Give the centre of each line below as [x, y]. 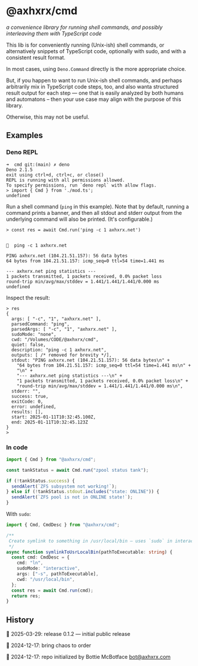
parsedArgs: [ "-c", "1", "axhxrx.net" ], [64, 329]
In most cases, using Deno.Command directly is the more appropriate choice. [96, 68]
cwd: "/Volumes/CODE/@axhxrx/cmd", [55, 339]
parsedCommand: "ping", [40, 324]
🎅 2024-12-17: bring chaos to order [49, 645]
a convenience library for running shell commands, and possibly [85, 27]
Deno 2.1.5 [19, 169]
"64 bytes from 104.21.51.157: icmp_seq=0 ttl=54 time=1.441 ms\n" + [104, 365]
